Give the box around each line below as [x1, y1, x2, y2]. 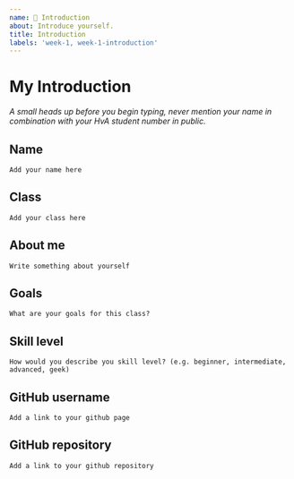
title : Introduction [9, 30, 87, 38]
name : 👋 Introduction [9, 13, 91, 22]
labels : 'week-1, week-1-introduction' [9, 38, 159, 47]
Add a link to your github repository [9, 461, 154, 470]
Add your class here [9, 213, 87, 222]
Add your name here [9, 166, 82, 175]
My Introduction [9, 77, 132, 97]
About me [9, 238, 65, 253]
